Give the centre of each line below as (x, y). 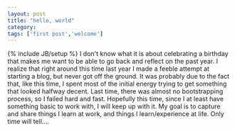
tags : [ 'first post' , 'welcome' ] (55, 34)
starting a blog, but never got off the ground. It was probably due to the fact (118, 76)
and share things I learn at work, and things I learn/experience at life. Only (116, 114)
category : (22, 27)
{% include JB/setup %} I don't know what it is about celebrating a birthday (118, 54)
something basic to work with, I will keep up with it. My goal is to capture (114, 106)
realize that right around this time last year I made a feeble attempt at (109, 69)
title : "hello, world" (41, 21)
